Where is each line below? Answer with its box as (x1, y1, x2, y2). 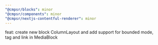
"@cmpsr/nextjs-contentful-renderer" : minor (5, 16, 96, 21)
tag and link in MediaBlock (5, 34, 58, 40)
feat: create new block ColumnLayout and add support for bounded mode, (5, 30, 154, 35)
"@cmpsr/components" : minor (5, 12, 62, 16)
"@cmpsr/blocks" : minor (5, 7, 53, 12)
